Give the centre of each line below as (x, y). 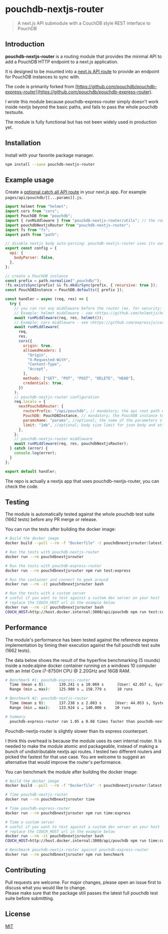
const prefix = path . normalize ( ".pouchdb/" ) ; (53, 281)
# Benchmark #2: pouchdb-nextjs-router (47, 699)
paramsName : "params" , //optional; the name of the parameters (90, 420)
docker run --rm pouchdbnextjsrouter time (50, 799)
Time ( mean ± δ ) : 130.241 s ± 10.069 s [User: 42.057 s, (81, 685)
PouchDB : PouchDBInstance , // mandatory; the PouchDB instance (90, 416)
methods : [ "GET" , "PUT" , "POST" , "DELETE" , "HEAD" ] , (79, 378)
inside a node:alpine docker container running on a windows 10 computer (81, 665)
